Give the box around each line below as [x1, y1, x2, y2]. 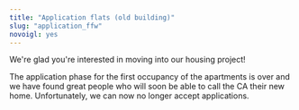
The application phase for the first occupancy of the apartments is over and [9, 72, 291, 82]
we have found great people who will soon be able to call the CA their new [9, 81, 285, 92]
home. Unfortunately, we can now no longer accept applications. [9, 90, 249, 101]
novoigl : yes [9, 30, 59, 38]
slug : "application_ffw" [9, 21, 103, 30]
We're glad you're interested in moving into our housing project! [9, 55, 246, 65]
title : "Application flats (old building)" [9, 13, 176, 22]
